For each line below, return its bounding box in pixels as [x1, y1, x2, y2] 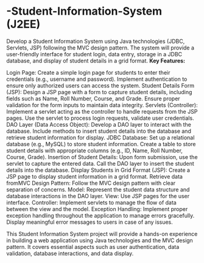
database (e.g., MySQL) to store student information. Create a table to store [6, 140, 196, 147]
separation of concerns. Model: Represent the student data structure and [6, 185, 190, 193]
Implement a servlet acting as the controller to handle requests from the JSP [6, 108, 198, 115]
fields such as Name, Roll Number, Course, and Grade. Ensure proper [6, 95, 181, 102]
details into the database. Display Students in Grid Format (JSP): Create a [6, 166, 191, 174]
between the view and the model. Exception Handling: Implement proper [6, 205, 188, 212]
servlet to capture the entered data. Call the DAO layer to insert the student [6, 160, 195, 167]
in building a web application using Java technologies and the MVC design [6, 237, 193, 244]
